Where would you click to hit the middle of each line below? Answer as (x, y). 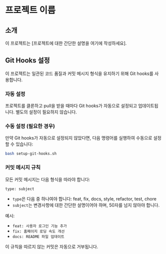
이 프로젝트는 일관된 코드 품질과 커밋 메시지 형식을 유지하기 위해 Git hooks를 (79, 73)
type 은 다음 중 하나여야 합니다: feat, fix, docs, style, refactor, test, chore (84, 198)
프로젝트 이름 (30, 10)
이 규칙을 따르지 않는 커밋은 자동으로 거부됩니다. (52, 246)
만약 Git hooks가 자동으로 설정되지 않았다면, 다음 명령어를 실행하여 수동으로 (79, 138)
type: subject (20, 189)
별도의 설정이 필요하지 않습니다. (46, 112)
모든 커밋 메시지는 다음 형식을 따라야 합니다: (48, 179)
